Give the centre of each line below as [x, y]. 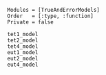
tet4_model [23, 47]
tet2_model [23, 40]
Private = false [30, 22]
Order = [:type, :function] [51, 16]
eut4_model [23, 65]
